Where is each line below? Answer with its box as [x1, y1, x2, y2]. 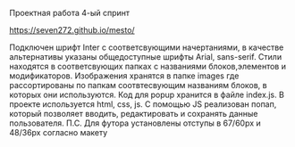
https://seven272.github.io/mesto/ [9, 25, 136, 35]
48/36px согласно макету [9, 127, 108, 137]
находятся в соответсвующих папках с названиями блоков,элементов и [9, 61, 286, 71]
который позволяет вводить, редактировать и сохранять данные [9, 109, 258, 118]
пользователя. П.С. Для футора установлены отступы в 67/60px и [9, 118, 261, 128]
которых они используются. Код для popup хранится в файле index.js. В [9, 89, 284, 100]
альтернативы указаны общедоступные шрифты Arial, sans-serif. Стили [9, 52, 282, 61]
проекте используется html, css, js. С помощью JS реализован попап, [9, 99, 277, 110]
